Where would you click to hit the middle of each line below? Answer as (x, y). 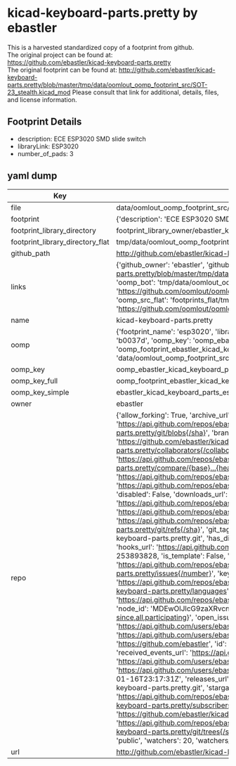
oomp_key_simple (40, 392)
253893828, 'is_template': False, (171, 556)
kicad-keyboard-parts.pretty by (103, 13)
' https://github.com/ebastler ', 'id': (171, 644)
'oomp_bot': (136, 282)
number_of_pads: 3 (45, 153)
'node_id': (132, 608)
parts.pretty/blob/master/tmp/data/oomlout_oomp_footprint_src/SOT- (107, 84)
